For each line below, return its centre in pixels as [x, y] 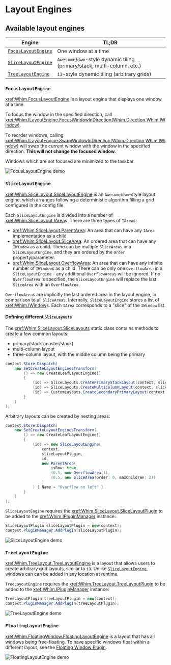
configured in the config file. [35, 205]
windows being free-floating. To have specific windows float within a [78, 642]
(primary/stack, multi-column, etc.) [99, 66]
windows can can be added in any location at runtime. [62, 574]
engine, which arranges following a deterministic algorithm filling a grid [80, 199]
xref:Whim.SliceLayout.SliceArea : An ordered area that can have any [84, 241]
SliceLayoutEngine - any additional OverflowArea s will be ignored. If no [87, 273]
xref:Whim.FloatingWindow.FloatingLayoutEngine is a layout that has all [80, 636]
